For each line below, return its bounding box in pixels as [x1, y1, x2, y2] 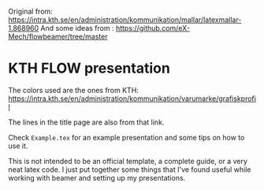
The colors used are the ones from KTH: [8, 85, 139, 95]
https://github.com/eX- [115, 24, 191, 32]
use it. [8, 141, 28, 151]
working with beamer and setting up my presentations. [8, 173, 186, 182]
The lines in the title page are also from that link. [8, 117, 165, 127]
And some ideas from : [40, 24, 114, 32]
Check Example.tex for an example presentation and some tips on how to [8, 132, 245, 142]
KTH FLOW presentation [8, 59, 171, 77]
